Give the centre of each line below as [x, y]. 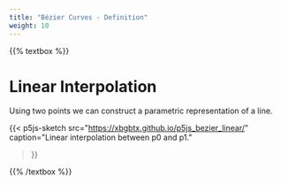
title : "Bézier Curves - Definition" [79, 17]
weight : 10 [29, 26]
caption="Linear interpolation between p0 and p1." [101, 137]
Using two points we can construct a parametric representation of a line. [141, 111]
